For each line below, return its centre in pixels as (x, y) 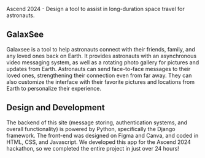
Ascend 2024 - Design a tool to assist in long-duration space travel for (96, 9)
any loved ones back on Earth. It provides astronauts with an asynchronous (102, 56)
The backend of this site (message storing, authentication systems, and (97, 122)
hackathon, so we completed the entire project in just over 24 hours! (93, 148)
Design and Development (56, 107)
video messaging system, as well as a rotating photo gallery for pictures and (103, 62)
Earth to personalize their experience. (54, 88)
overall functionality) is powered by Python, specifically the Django (91, 129)
